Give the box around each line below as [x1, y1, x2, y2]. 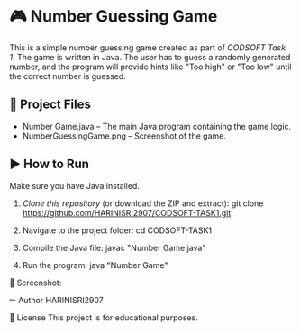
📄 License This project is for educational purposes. [9, 311, 198, 323]
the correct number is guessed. [9, 70, 126, 81]
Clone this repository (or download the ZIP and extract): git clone [22, 198, 264, 209]
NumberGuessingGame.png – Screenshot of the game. [22, 130, 227, 141]
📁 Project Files [9, 97, 92, 112]
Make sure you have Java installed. [9, 180, 140, 191]
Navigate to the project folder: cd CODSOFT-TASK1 [22, 225, 213, 236]
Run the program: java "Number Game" [22, 259, 168, 270]
